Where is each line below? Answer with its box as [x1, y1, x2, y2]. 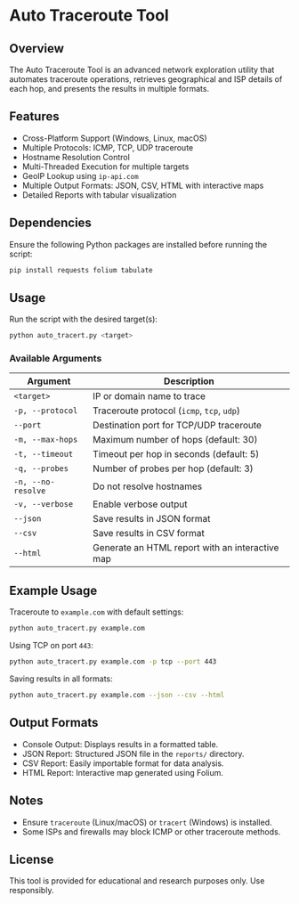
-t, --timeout [13, 449, 74, 460]
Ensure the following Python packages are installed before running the [9, 239, 268, 249]
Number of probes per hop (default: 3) [93, 462, 254, 475]
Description [163, 375, 215, 387]
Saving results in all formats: [9, 673, 113, 684]
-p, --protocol [13, 406, 78, 416]
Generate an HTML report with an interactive [93, 542, 279, 554]
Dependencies [9, 216, 92, 231]
